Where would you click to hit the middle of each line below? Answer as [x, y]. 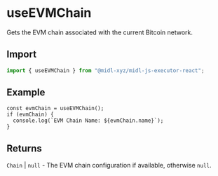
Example [26, 93]
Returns [25, 148]
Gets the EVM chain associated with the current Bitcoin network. [100, 32]
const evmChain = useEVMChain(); [55, 109]
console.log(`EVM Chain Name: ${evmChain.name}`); [88, 121]
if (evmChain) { [30, 115]
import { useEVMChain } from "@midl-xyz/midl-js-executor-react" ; [105, 70]
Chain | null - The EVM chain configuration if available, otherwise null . [109, 165]
